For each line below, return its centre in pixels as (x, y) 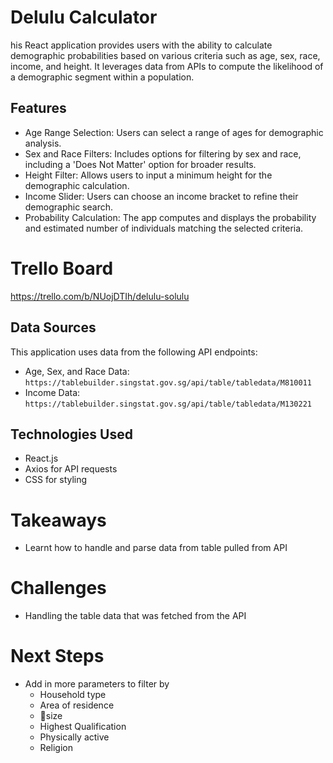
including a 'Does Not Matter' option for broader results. (140, 164)
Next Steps (57, 656)
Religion (56, 748)
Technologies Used (71, 434)
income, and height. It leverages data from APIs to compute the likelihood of (167, 66)
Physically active (74, 737)
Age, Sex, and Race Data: (77, 371)
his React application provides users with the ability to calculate (141, 45)
